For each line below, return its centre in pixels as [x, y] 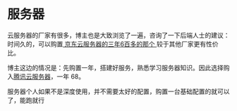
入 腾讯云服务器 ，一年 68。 [46, 76]
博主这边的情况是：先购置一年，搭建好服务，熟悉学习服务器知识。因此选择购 [119, 67]
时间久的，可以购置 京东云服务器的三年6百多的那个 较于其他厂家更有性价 [113, 44]
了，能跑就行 [26, 100]
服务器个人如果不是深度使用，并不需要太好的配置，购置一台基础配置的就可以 [119, 91]
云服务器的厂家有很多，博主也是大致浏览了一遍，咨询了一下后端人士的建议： [119, 35]
